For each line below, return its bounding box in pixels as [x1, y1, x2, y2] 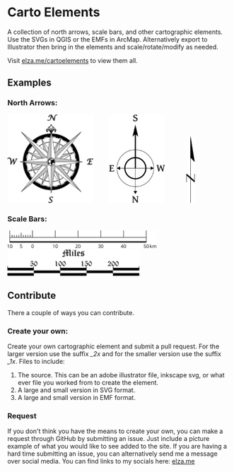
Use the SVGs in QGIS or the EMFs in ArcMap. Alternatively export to [7, 35, 208, 43]
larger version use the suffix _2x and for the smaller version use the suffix [7, 350, 221, 358]
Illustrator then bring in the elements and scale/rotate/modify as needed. [7, 42, 219, 51]
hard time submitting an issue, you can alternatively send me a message [7, 449, 218, 458]
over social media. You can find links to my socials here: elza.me [7, 457, 195, 466]
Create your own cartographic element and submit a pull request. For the [7, 342, 220, 350]
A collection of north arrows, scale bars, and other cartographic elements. [7, 28, 223, 36]
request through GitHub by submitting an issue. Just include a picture [7, 435, 210, 443]
